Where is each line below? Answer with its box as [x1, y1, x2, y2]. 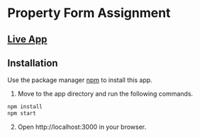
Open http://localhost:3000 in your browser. [17, 122, 147, 132]
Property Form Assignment [7, 5, 171, 21]
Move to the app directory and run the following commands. [17, 90, 194, 98]
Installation [7, 57, 58, 69]
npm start [7, 110, 37, 117]
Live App [7, 33, 48, 45]
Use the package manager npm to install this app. [7, 76, 152, 84]
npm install [7, 103, 43, 110]
